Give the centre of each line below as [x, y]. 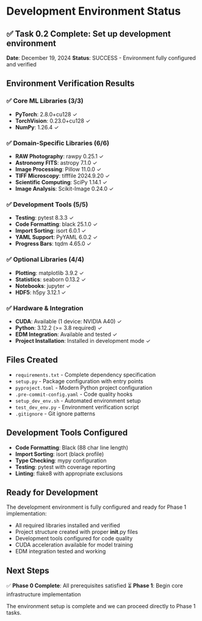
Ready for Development [52, 492]
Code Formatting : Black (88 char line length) [72, 447]
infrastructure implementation [44, 594]
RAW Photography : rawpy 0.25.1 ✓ [59, 156]
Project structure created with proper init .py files [77, 532]
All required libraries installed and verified [67, 525]
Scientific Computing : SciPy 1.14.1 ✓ [61, 182]
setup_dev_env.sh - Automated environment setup [78, 400]
